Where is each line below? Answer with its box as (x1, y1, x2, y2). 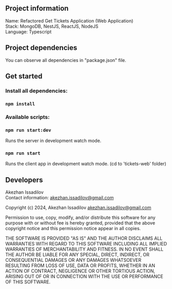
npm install (5, 101, 35, 107)
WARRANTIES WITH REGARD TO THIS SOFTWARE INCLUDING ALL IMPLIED (5, 241, 167, 247)
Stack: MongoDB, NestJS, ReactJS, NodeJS (5, 23, 99, 29)
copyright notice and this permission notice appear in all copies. (5, 225, 141, 232)
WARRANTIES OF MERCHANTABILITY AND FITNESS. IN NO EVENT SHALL (5, 246, 164, 253)
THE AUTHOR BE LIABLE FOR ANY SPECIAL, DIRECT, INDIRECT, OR (5, 252, 150, 258)
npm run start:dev (5, 127, 51, 133)
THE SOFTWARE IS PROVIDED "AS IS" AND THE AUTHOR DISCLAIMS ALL (5, 235, 163, 241)
